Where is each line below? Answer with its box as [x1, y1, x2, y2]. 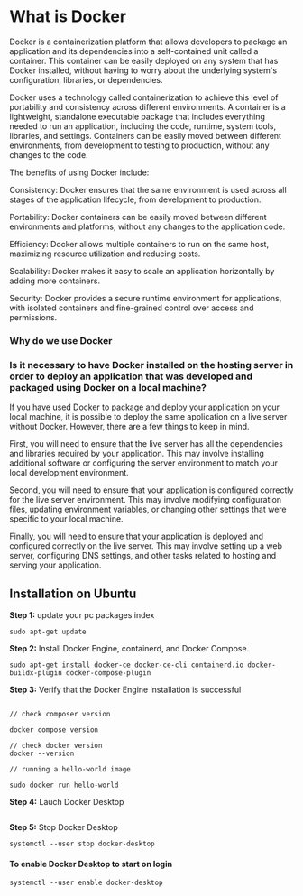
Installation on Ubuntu [9, 586, 137, 601]
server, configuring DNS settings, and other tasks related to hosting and [9, 550, 277, 561]
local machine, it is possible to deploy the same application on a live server [9, 411, 288, 422]
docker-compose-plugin [66, 668, 151, 678]
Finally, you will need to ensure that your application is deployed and [9, 531, 264, 542]
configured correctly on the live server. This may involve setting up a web [9, 540, 282, 551]
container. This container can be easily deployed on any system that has [9, 55, 279, 66]
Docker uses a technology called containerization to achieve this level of [9, 92, 279, 103]
